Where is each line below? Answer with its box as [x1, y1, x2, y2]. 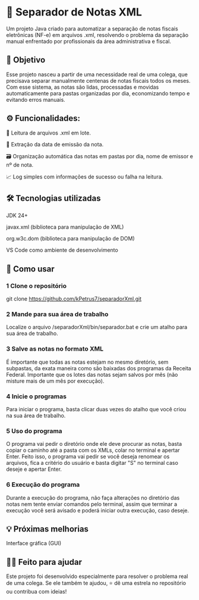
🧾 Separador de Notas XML [6, 5, 143, 19]
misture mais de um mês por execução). [6, 377, 105, 385]
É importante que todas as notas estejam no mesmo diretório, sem [6, 358, 169, 365]
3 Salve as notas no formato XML [6, 345, 104, 353]
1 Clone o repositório [6, 282, 67, 290]
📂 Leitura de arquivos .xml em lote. [6, 129, 91, 136]
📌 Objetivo [6, 55, 46, 65]
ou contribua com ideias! [6, 588, 67, 595]
